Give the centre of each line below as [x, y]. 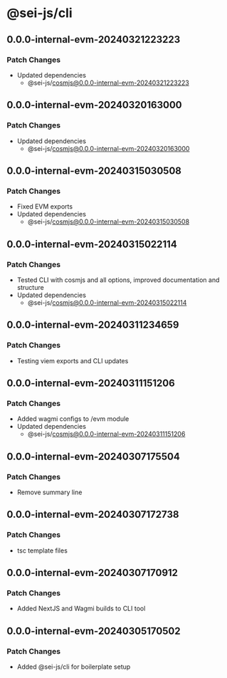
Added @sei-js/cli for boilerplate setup [74, 667]
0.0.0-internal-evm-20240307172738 [93, 515]
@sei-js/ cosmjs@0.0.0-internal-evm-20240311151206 [106, 434]
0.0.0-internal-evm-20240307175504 [94, 456]
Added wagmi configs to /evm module [73, 419]
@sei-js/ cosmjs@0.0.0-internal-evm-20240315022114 [107, 302]
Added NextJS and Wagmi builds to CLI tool [81, 609]
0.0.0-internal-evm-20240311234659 [93, 325]
